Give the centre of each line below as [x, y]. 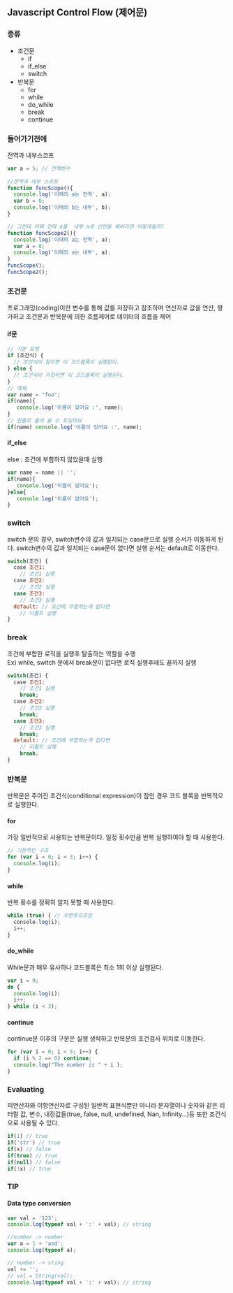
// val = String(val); [40, 1276]
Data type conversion [39, 1203]
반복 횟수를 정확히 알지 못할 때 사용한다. [61, 902]
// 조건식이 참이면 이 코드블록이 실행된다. [67, 362]
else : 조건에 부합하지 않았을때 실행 [55, 459]
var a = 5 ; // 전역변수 [39, 168]
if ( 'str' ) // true [34, 1143]
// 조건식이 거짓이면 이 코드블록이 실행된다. [69, 375]
